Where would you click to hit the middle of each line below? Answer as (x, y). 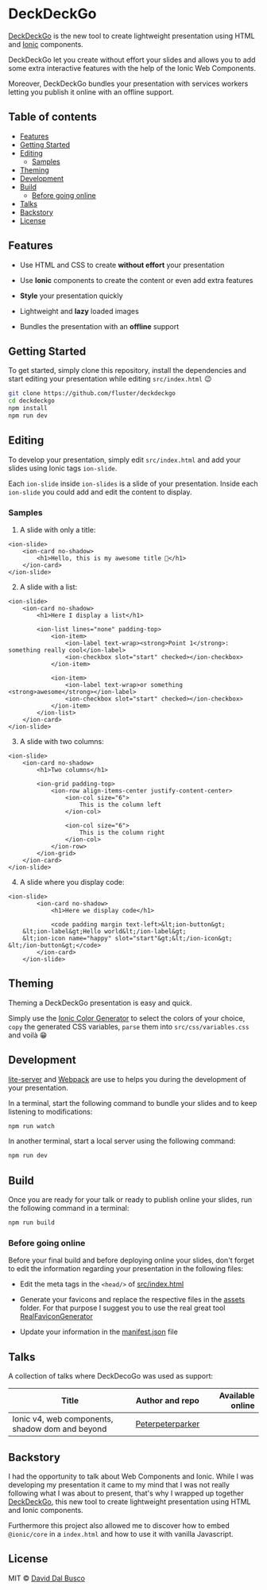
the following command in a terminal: (69, 1208)
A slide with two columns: (62, 741)
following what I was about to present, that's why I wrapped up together (126, 1493)
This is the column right (122, 832)
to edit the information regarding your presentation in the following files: (126, 1269)
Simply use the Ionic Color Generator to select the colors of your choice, (127, 1018)
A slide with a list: (48, 587)
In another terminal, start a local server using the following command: (122, 1141)
